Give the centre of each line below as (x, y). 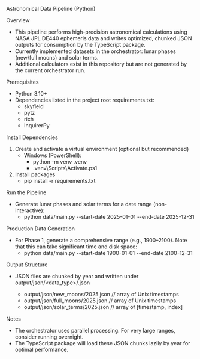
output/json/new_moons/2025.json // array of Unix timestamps (101, 294)
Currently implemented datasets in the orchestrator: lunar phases (96, 51)
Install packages (35, 174)
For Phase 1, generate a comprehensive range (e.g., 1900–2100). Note (101, 240)
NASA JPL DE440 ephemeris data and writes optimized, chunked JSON (104, 38)
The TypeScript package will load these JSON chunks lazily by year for (102, 343)
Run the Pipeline (26, 192)
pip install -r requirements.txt (60, 181)
